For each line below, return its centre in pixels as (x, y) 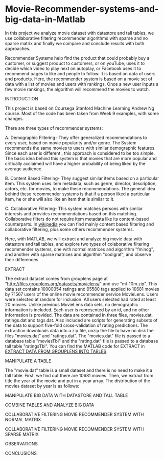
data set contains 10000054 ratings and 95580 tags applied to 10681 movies (82, 289)
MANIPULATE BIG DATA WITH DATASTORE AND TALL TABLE (67, 395)
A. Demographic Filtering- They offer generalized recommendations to (76, 138)
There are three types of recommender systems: (54, 128)
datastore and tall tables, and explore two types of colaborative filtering (77, 244)
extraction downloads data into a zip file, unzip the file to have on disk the (80, 330)
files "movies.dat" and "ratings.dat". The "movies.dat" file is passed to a (78, 336)
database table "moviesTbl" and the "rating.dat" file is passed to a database (82, 341)
